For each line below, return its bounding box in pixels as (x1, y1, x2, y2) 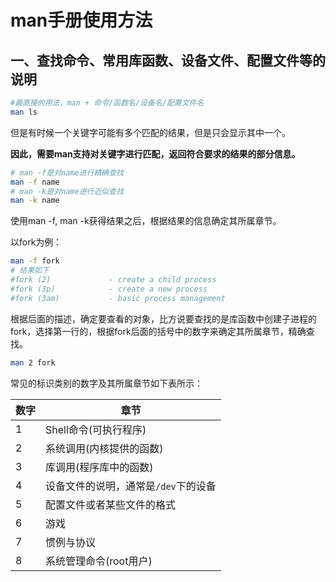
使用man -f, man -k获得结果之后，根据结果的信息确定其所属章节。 (10, 215, 282, 227)
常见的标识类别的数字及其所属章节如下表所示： (10, 377, 203, 389)
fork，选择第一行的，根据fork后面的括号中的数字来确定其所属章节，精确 (10, 325, 307, 337)
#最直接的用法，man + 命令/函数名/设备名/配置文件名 (10, 98, 205, 108)
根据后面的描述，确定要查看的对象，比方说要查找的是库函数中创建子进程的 (10, 312, 317, 325)
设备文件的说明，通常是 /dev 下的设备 (45, 479, 217, 493)
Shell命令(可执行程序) (45, 422, 147, 436)
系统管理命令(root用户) (45, 554, 153, 568)
